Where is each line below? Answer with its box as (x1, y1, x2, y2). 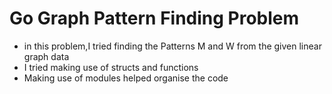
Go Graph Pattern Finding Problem (9, 7, 300, 30)
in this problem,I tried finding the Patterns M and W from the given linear (23, 40, 322, 52)
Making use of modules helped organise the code (23, 72, 229, 84)
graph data (23, 50, 70, 62)
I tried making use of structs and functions (23, 61, 199, 73)
